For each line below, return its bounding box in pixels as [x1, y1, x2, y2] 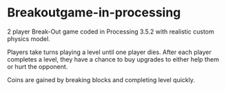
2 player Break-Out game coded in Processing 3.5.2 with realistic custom [7, 27, 215, 36]
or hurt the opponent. [7, 62, 68, 70]
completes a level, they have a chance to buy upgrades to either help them [7, 55, 219, 63]
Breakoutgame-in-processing [7, 5, 181, 21]
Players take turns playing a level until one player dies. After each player [7, 48, 212, 56]
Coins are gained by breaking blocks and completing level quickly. [7, 75, 195, 83]
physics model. [7, 34, 50, 42]
